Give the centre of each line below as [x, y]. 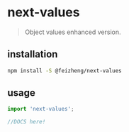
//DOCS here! [27, 122]
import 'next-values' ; [41, 109]
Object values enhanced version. [73, 32]
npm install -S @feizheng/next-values [64, 71]
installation [33, 54]
